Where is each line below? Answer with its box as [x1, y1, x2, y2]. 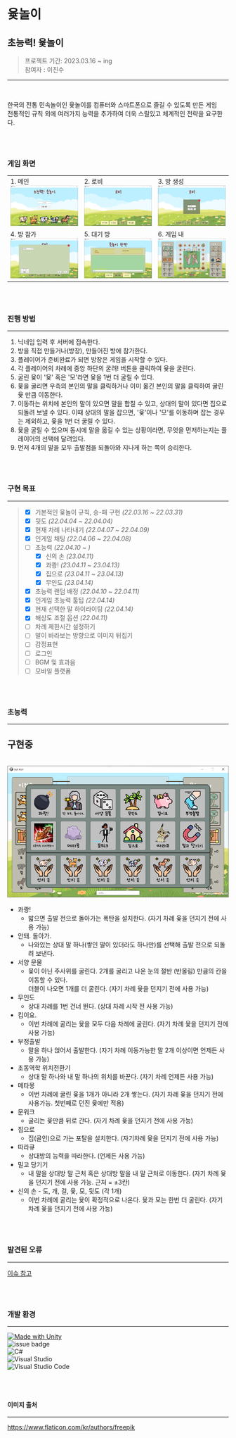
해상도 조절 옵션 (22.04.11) [34, 614, 108, 622]
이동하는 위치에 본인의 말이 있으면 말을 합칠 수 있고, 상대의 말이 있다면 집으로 [17, 399, 228, 408]
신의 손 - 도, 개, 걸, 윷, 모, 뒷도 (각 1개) [17, 1187, 122, 1195]
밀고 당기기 [17, 1161, 48, 1169]
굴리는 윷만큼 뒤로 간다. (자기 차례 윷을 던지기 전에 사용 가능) [27, 1116, 194, 1125]
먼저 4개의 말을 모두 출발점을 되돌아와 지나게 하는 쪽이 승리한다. [17, 443, 192, 452]
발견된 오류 [7, 1245, 43, 1255]
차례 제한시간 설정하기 [34, 622, 96, 631]
